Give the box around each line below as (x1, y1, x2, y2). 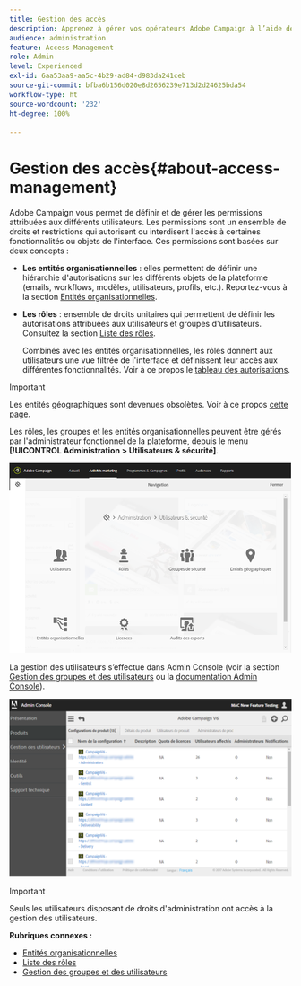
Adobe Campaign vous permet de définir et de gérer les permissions (9, 207, 262, 218)
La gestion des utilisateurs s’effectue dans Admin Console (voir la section (9, 661, 280, 673)
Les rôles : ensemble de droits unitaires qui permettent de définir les (21, 309, 276, 320)
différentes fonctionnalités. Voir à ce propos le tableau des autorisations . (21, 365, 291, 375)
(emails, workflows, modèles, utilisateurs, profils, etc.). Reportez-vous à (21, 282, 288, 293)
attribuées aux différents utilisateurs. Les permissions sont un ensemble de (9, 216, 287, 228)
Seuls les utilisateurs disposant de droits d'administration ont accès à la (9, 902, 273, 913)
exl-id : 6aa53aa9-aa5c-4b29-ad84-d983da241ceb (9, 72, 186, 81)
